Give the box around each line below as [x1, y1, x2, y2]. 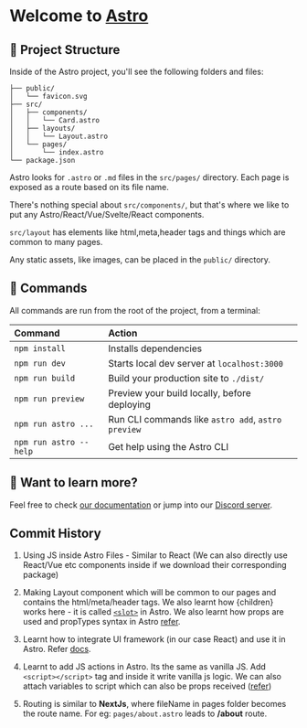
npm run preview [14, 393, 85, 403]
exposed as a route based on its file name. [9, 182, 169, 192]
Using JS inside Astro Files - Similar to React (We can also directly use [22, 550, 288, 561]
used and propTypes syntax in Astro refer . [22, 616, 181, 627]
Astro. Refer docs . [22, 644, 91, 655]
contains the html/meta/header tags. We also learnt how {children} [22, 596, 274, 608]
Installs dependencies [108, 342, 203, 355]
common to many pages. [9, 237, 103, 247]
